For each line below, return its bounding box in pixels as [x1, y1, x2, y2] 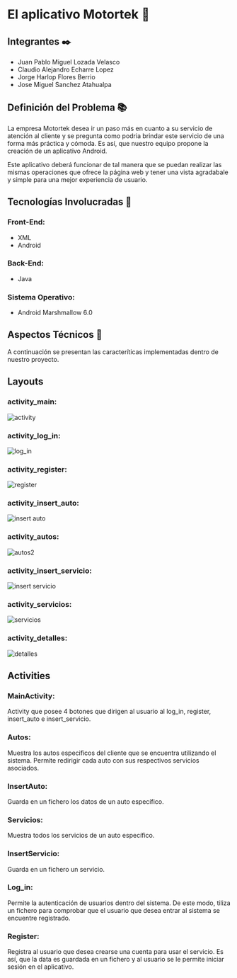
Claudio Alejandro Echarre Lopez [17, 65, 115, 74]
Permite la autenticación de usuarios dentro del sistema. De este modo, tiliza [7, 899, 231, 907]
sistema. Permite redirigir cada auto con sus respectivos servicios [7, 756, 200, 764]
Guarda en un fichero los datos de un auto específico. [7, 797, 164, 806]
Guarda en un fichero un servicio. [7, 865, 105, 873]
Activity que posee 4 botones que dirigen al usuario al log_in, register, [7, 707, 212, 716]
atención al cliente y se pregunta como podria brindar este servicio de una [7, 131, 224, 140]
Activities [7, 670, 51, 682]
